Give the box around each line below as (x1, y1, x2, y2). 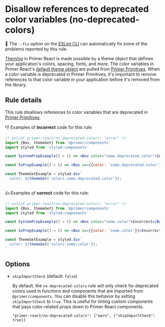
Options (5, 260, 30, 268)
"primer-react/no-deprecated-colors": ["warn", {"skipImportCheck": (12, 313, 156, 318)
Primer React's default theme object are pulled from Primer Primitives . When (5, 66, 160, 72)
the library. (5, 81, 27, 87)
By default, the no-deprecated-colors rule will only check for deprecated (12, 283, 159, 289)
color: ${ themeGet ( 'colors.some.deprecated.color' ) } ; (9, 176, 122, 181)
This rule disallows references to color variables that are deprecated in (5, 109, 148, 115)
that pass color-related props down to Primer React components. (12, 303, 144, 309)
